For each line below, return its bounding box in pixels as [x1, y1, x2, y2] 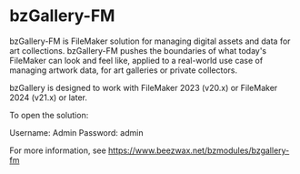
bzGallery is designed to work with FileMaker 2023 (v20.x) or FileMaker [9, 82, 278, 93]
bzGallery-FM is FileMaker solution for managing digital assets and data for [9, 36, 291, 46]
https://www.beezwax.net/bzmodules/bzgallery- [107, 145, 290, 156]
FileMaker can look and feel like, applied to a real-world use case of [9, 55, 264, 66]
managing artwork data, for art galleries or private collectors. [9, 65, 238, 76]
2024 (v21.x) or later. [9, 92, 88, 103]
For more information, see [9, 145, 106, 156]
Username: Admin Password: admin [9, 127, 144, 138]
